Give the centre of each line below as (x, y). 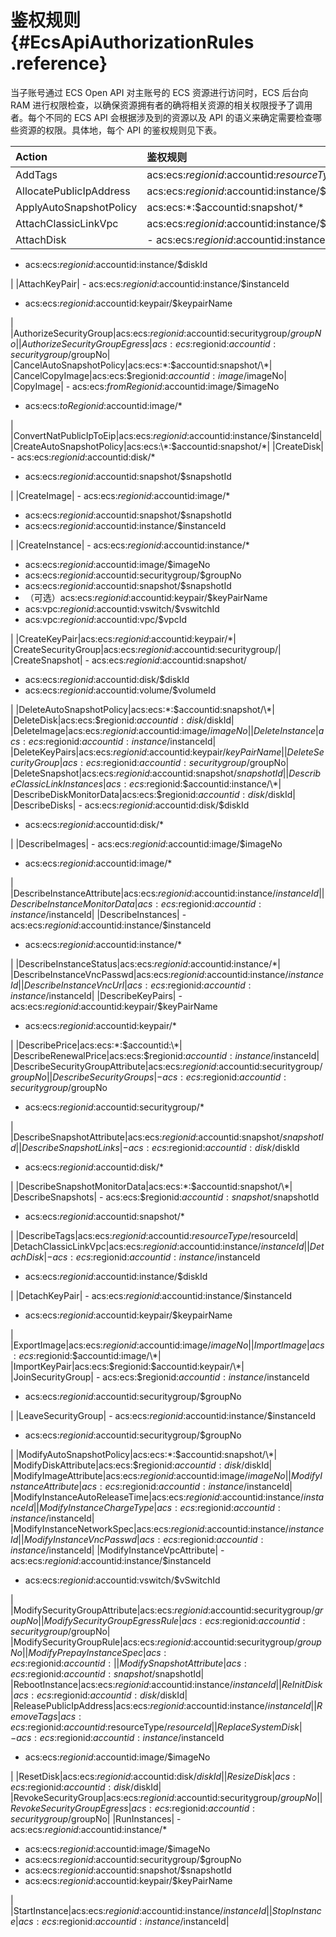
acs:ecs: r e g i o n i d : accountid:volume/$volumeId (120, 690)
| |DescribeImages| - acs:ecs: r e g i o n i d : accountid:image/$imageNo (146, 843)
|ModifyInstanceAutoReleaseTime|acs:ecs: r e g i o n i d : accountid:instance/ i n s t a (167, 1497)
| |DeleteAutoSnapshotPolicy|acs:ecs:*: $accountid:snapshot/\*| (142, 709)
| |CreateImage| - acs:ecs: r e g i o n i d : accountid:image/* (120, 495)
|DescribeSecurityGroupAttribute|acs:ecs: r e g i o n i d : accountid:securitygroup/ (166, 1066)
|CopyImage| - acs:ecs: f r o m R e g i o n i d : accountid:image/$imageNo (145, 386)
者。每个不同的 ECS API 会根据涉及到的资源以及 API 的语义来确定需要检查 (162, 117)
